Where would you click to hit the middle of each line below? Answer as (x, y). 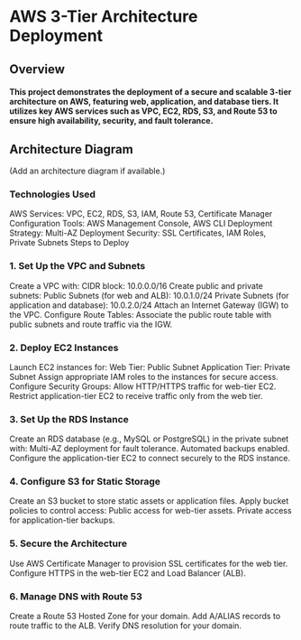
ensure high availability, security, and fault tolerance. (111, 121)
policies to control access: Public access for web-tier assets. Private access (150, 511)
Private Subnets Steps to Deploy (69, 243)
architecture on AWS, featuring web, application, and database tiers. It (144, 102)
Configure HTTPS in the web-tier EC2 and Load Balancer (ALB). (128, 573)
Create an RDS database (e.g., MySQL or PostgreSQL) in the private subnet (149, 439)
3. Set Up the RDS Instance (69, 419)
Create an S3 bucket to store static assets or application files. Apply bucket (149, 501)
